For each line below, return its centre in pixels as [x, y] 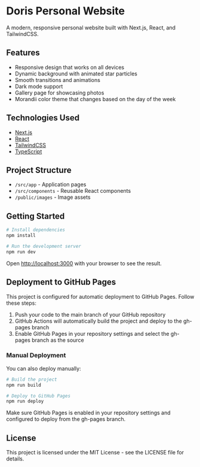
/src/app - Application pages [50, 184]
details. [15, 459]
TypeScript [28, 151]
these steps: [21, 303]
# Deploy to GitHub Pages [38, 396]
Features [23, 53]
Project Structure [39, 170]
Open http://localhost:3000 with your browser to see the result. [84, 263]
